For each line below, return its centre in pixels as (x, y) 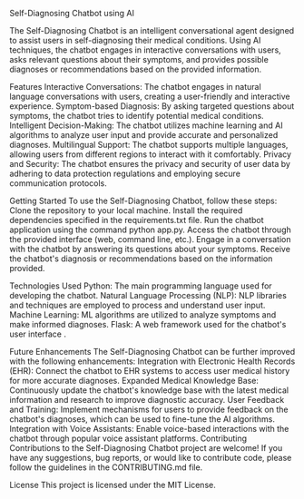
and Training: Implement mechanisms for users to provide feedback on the (149, 409)
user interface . (38, 334)
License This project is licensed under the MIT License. (113, 485)
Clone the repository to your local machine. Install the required (126, 210)
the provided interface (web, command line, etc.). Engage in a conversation (150, 239)
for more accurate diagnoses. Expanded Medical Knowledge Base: (134, 381)
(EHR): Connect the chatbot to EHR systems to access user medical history (150, 371)
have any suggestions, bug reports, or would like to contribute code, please (151, 458)
